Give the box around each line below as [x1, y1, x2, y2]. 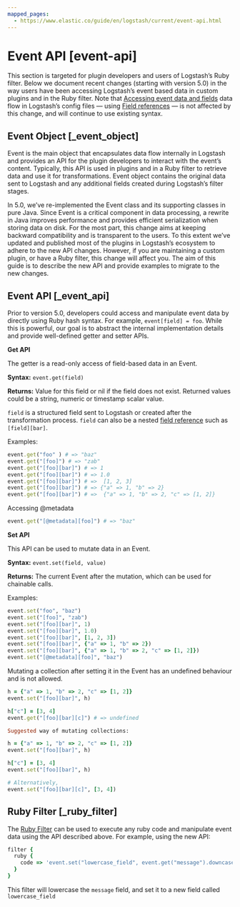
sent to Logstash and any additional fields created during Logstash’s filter [7, 179, 224, 188]
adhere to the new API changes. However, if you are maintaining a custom [7, 246, 225, 255]
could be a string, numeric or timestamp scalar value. [7, 394, 164, 404]
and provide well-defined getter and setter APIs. [7, 331, 149, 340]
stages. [7, 187, 30, 196]
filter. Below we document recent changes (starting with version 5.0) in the [7, 79, 227, 88]
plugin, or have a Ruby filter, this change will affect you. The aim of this [7, 254, 216, 263]
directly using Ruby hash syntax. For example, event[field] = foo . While [7, 316, 223, 325]
